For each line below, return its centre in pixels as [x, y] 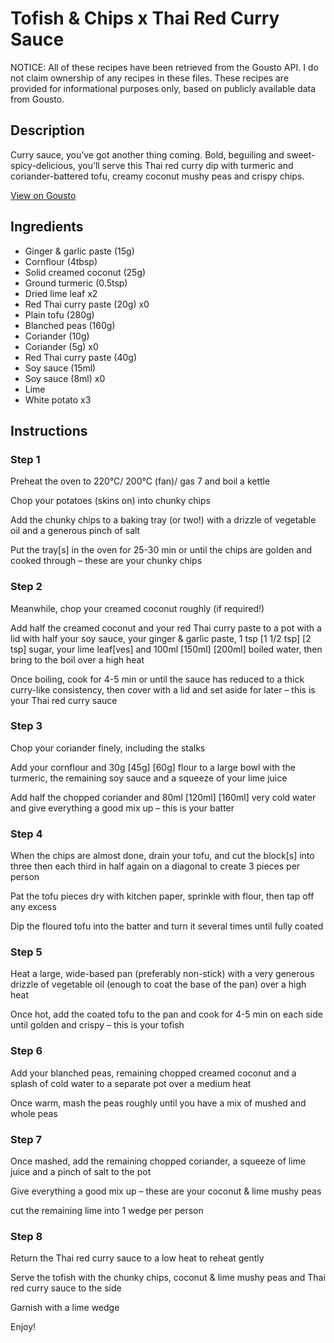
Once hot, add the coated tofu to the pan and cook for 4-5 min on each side [166, 1014]
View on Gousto [43, 195]
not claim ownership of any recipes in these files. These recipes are [150, 78]
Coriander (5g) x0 [61, 346]
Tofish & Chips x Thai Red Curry [145, 18]
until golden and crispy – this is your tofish [97, 1025]
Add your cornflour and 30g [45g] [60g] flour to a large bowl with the [153, 767]
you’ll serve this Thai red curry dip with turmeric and [185, 165]
